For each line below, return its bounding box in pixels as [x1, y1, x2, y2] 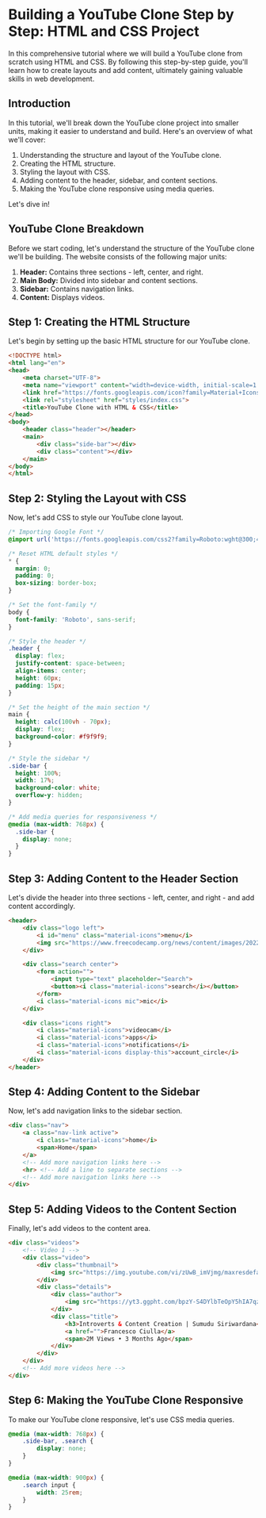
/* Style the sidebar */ [8, 754, 90, 762]
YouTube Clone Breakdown [8, 222, 145, 236]
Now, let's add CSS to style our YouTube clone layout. [8, 513, 184, 523]
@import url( [8, 535, 51, 543]
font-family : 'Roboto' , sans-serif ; [15, 615, 136, 623]
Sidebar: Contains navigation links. [19, 284, 135, 293]
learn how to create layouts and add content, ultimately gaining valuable [8, 65, 243, 75]
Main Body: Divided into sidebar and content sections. [19, 275, 198, 285]
